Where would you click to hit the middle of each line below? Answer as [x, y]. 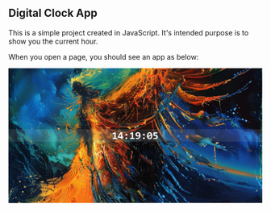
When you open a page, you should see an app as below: [104, 56]
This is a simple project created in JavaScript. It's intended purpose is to [129, 32]
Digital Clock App [53, 13]
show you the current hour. [53, 41]
